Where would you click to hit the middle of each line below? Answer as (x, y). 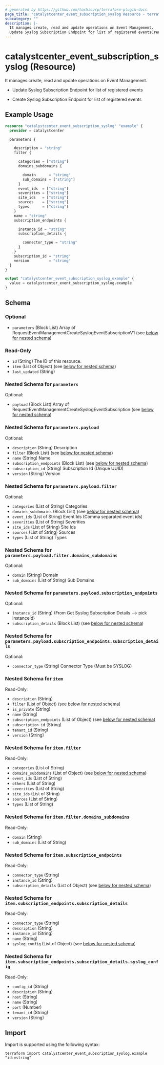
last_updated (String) (33, 371)
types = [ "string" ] (43, 207)
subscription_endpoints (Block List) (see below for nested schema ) (80, 463)
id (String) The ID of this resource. (47, 361)
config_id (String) (30, 986)
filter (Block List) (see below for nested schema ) (62, 453)
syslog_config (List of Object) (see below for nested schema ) (74, 944)
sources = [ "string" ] (43, 202)
